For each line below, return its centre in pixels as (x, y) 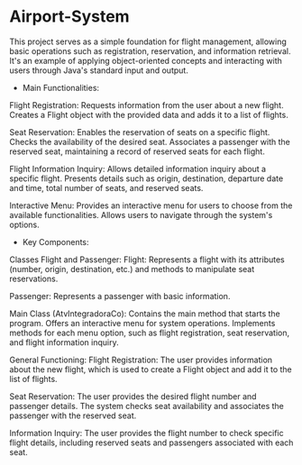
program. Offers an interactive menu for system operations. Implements (142, 323)
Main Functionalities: (61, 87)
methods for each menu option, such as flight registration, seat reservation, (150, 333)
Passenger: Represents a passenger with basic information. (120, 296)
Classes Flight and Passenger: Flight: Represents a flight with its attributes (147, 260)
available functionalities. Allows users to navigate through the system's (141, 214)
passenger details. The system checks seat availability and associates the (146, 406)
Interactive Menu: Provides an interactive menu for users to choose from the (151, 205)
